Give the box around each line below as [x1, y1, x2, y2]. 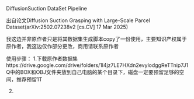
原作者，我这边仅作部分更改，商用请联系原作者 [6, 43, 119, 49]
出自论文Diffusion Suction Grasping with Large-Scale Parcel [6, 17, 151, 24]
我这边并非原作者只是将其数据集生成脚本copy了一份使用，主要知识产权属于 [6, 36, 187, 43]
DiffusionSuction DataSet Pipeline [6, 5, 88, 12]
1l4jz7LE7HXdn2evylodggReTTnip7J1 [100, 62, 189, 69]
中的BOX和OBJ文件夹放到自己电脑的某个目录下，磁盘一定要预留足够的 [9, 69, 179, 75]
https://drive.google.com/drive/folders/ [6, 62, 101, 69]
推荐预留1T [16, 76, 43, 83]
